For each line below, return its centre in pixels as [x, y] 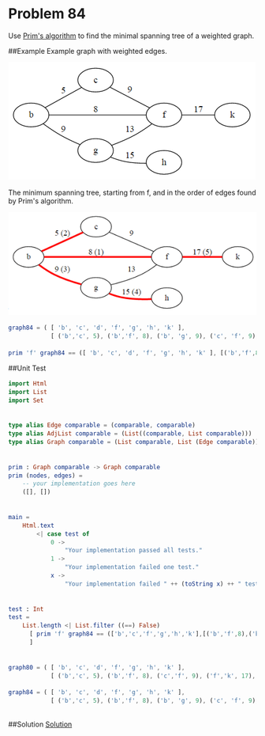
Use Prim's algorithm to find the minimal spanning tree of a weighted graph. [131, 36]
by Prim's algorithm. [41, 201]
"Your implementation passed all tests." [133, 551]
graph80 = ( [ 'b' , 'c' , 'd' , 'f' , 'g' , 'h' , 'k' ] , [97, 667]
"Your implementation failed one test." [132, 567]
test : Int [26, 609]
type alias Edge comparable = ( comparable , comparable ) [102, 425]
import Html [28, 383]
